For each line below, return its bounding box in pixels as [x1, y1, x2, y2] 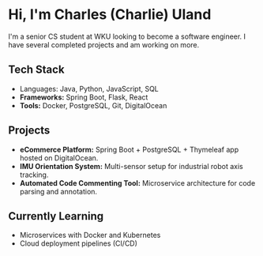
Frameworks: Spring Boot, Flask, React [19, 92, 148, 102]
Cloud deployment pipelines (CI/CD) [19, 239, 138, 248]
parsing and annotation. [19, 186, 97, 196]
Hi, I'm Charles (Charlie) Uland [8, 6, 212, 24]
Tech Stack [8, 63, 65, 77]
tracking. [19, 170, 49, 179]
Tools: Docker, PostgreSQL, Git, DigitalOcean [19, 100, 167, 110]
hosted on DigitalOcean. [19, 152, 99, 163]
